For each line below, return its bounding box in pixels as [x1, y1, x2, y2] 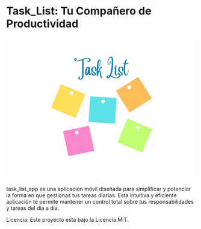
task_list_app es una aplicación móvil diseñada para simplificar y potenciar [6, 185, 191, 192]
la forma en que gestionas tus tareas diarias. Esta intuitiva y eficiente [6, 191, 177, 199]
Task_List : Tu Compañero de [6, 4, 152, 18]
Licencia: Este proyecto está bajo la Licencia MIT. [6, 216, 129, 223]
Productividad [6, 17, 79, 31]
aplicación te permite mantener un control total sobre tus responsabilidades [6, 198, 194, 205]
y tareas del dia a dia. [6, 204, 60, 212]
